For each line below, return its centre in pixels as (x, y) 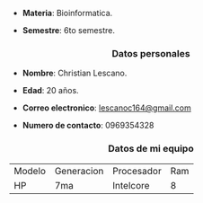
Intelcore (131, 185)
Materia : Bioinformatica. (67, 13)
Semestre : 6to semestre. (68, 30)
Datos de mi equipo (151, 149)
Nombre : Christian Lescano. (75, 73)
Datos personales (151, 53)
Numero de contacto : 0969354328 (88, 126)
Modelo (30, 171)
